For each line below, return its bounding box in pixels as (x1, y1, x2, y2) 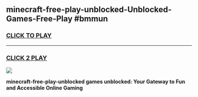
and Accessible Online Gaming (6, 84, 83, 91)
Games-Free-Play (6, 14, 72, 24)
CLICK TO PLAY (6, 32, 52, 40)
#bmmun (74, 14, 108, 24)
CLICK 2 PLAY (6, 53, 47, 62)
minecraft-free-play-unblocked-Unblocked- (6, 5, 172, 15)
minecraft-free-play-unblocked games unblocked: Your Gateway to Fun (6, 78, 186, 85)
